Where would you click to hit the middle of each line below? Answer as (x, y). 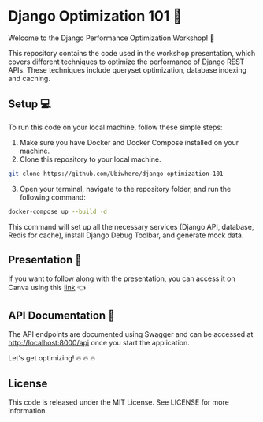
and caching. (30, 78)
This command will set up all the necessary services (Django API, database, (131, 226)
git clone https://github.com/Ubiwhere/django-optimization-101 (116, 174)
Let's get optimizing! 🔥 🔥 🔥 (52, 358)
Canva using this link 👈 (47, 288)
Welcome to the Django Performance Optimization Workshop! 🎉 (111, 38)
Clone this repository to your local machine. (90, 159)
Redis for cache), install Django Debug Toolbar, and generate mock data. (126, 235)
